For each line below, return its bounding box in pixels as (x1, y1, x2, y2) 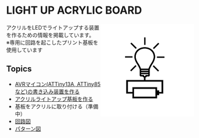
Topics (6, 64, 32, 74)
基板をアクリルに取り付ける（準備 (14, 102, 99, 110)
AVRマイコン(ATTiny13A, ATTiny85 (14, 80, 101, 87)
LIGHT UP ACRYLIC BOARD (6, 4, 142, 17)
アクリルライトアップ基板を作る (14, 95, 94, 102)
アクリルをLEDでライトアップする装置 (6, 24, 99, 31)
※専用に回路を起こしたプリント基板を (6, 39, 98, 46)
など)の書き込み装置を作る (14, 87, 80, 95)
